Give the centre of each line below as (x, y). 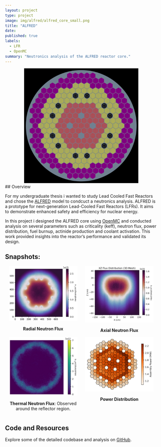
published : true (21, 36)
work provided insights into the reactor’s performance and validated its (76, 236)
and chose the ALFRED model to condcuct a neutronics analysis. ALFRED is (80, 201)
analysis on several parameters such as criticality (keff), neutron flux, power (81, 226)
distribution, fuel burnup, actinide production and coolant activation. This (78, 231)
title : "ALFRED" (21, 26)
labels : (13, 41)
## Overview (18, 187)
